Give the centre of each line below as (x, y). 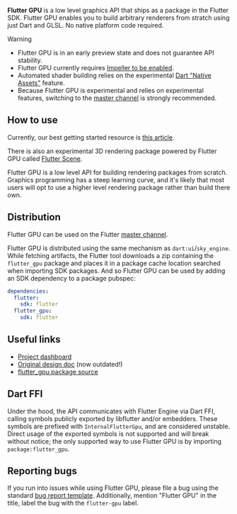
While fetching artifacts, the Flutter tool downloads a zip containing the (111, 255)
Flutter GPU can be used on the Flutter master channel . (88, 234)
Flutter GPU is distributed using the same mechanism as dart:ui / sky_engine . (119, 248)
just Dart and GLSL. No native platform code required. (86, 25)
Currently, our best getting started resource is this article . (91, 137)
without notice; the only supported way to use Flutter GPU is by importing (114, 441)
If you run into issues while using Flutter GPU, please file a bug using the (113, 488)
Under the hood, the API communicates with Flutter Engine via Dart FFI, (111, 411)
